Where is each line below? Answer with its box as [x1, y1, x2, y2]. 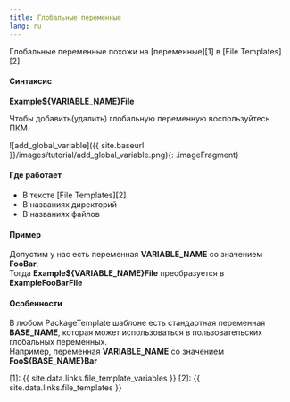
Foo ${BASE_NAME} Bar [9, 356, 98, 366]
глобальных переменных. [9, 337, 108, 348]
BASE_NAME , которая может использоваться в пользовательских [9, 327, 263, 338]
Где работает [9, 170, 62, 180]
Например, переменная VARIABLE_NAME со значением [9, 346, 225, 357]
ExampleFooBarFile [9, 278, 83, 289]
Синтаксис [9, 76, 52, 87]
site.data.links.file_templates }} [9, 382, 122, 393]
